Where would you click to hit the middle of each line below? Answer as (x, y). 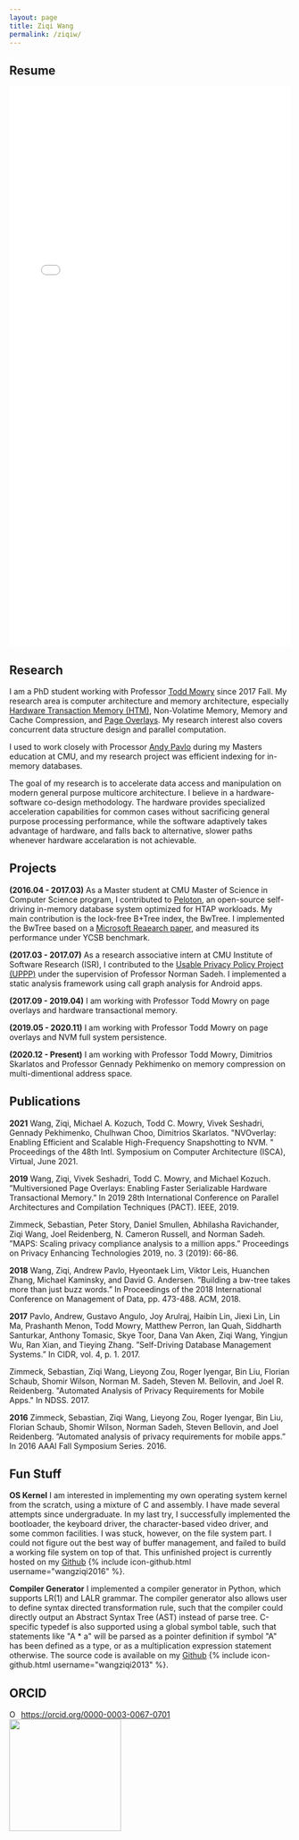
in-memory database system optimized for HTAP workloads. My (155, 908)
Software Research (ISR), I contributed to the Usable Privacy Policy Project (146, 964)
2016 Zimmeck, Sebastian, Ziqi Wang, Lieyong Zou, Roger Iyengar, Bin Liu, (146, 1417)
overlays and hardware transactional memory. (94, 1010)
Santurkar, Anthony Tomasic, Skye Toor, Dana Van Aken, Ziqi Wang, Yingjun (149, 1335)
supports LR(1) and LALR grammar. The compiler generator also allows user (148, 1598)
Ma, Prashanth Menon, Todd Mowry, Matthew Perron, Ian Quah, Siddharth (145, 1325)
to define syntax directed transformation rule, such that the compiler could (146, 1608)
